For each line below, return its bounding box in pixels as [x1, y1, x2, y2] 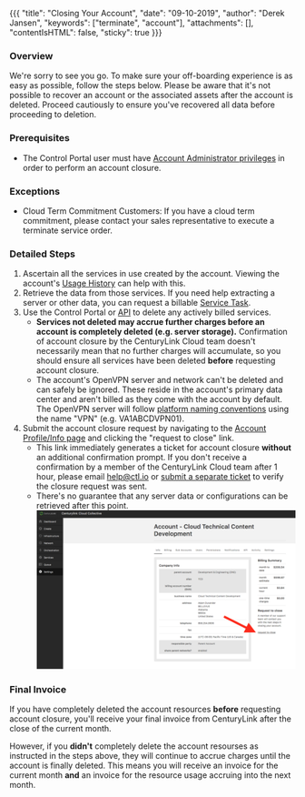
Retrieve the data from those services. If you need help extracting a [22, 288, 275, 298]
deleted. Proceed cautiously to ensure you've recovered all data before [9, 99, 275, 110]
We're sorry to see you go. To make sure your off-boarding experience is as [9, 70, 293, 81]
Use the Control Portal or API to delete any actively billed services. [22, 307, 271, 318]
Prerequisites [9, 132, 70, 145]
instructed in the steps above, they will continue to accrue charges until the [9, 751, 290, 762]
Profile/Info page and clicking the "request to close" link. [22, 432, 234, 444]
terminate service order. [22, 225, 113, 236]
